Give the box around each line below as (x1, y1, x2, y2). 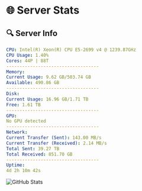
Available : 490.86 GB (6, 80, 60, 86)
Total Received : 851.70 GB (6, 151, 73, 157)
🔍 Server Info (6, 28, 58, 38)
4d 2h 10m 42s (6, 168, 41, 174)
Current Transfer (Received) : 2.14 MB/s (6, 140, 108, 146)
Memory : (6, 69, 25, 75)
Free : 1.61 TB (6, 102, 41, 108)
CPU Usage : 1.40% (6, 52, 49, 58)
